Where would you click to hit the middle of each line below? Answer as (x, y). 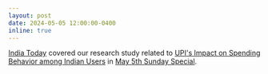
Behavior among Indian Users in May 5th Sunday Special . (103, 61)
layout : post (30, 16)
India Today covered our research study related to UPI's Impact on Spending (134, 53)
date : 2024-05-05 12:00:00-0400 (62, 23)
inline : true (30, 30)
